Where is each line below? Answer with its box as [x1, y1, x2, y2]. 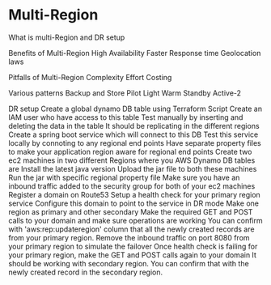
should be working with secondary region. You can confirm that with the [8, 258, 249, 268]
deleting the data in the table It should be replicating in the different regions [8, 121, 260, 130]
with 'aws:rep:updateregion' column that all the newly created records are [8, 224, 255, 234]
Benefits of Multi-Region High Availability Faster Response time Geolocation [8, 48, 261, 57]
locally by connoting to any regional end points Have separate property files [8, 138, 261, 147]
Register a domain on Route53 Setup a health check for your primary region [8, 189, 260, 199]
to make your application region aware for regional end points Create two [8, 147, 252, 156]
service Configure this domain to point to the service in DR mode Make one [8, 198, 259, 208]
